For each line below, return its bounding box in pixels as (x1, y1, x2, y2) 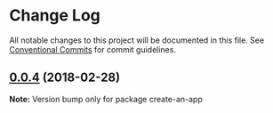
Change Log (9, 5, 100, 26)
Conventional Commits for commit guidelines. (9, 44, 176, 54)
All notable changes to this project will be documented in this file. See (9, 35, 265, 45)
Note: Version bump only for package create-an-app (9, 93, 203, 104)
